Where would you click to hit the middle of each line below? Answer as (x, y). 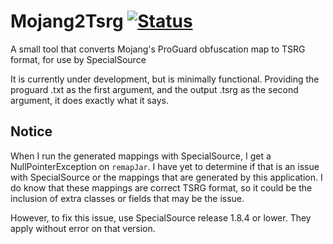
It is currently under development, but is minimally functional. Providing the (165, 79)
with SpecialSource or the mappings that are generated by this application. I (166, 177)
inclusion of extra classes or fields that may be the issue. (127, 198)
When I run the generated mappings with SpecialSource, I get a (141, 156)
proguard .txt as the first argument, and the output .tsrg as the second (154, 89)
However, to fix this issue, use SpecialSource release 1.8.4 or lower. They (161, 217)
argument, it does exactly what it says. (89, 100)
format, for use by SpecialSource (78, 59)
